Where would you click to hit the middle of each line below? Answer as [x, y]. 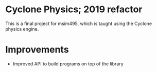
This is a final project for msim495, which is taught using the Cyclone [79, 23]
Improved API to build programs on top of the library [68, 64]
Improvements [37, 50]
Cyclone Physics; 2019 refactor [74, 9]
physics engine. [22, 29]
